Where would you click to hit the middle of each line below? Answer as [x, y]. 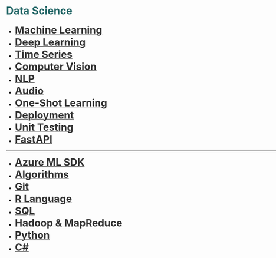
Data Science [39, 11]
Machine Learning [58, 30]
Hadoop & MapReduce [68, 223]
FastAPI [34, 139]
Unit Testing [44, 127]
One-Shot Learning [61, 103]
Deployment [44, 115]
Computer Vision [56, 67]
